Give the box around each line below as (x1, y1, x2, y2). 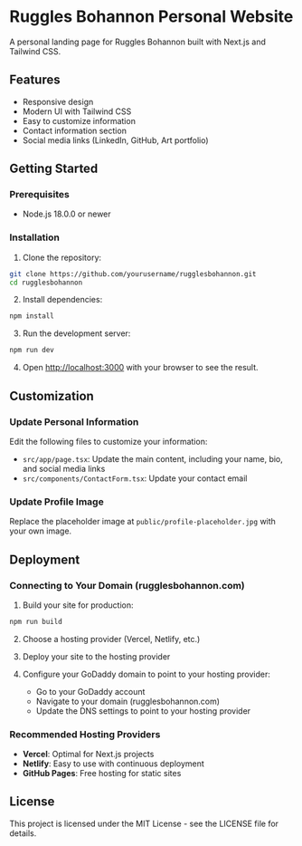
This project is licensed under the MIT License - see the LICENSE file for (9, 818, 278, 829)
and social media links (22, 463, 106, 474)
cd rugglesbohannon (9, 278, 83, 287)
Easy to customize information (22, 115, 136, 126)
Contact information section (22, 125, 127, 136)
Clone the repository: (22, 252, 102, 263)
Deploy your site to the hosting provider (22, 650, 171, 662)
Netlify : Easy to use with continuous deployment (22, 758, 205, 769)
